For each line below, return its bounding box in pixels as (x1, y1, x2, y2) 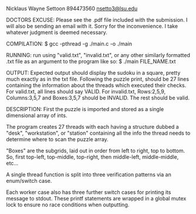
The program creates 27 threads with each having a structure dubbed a (6, 123, 179, 130)
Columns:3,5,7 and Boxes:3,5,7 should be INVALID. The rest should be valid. (6, 94, 190, 101)
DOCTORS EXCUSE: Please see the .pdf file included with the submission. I (6, 16, 188, 23)
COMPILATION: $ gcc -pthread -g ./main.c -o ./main (6, 41, 133, 47)
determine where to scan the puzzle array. (6, 136, 109, 143)
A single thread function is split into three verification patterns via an (6, 171, 171, 178)
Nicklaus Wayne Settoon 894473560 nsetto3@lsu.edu (6, 5, 138, 12)
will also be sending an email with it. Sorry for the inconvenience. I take (6, 23, 178, 29)
